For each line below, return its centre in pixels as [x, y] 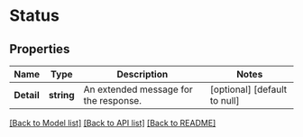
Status [35, 16]
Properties [40, 49]
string [61, 95]
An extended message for [138, 89]
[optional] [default [249, 89]
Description [142, 74]
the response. [113, 100]
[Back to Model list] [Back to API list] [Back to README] [113, 123]
